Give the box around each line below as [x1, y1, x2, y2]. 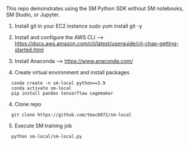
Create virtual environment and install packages [14, 69, 130, 75]
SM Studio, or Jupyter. [6, 11, 60, 18]
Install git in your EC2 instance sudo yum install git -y [14, 23, 143, 29]
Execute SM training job [14, 122, 72, 129]
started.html [14, 46, 44, 53]
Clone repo [14, 101, 42, 108]
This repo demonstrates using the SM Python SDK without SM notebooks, [6, 5, 184, 12]
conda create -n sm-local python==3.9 [11, 80, 106, 86]
